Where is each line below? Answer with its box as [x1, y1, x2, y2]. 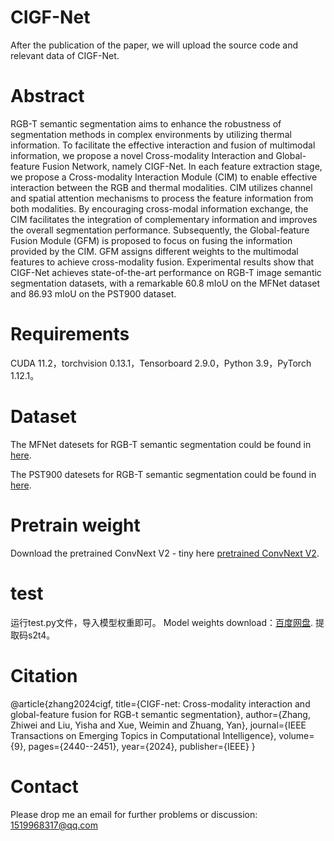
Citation [10, 664, 78, 687]
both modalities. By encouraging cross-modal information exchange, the [10, 202, 309, 215]
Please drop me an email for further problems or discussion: [10, 808, 258, 820]
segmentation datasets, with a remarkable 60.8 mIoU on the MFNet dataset [10, 277, 321, 289]
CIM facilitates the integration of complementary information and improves [10, 213, 318, 225]
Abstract [10, 85, 85, 108]
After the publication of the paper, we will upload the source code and [10, 39, 298, 51]
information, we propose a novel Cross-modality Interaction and [10, 149, 274, 161]
